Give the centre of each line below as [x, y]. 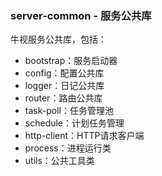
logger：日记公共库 [64, 86]
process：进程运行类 [68, 148]
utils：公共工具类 [59, 161]
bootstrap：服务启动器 [71, 61]
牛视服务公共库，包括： [58, 39]
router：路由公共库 [63, 98]
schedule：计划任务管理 [74, 123]
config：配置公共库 [64, 73]
